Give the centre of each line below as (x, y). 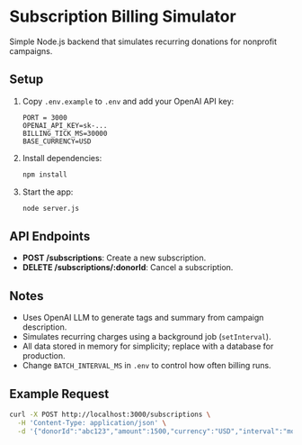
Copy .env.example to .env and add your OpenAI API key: (128, 101)
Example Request (59, 394)
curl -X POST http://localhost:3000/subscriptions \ (110, 414)
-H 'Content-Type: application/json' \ (92, 422)
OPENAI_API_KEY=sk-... (65, 125)
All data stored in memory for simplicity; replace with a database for (148, 346)
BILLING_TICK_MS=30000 (65, 133)
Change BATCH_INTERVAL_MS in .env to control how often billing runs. (147, 366)
